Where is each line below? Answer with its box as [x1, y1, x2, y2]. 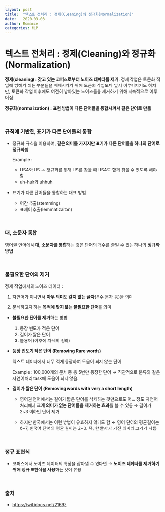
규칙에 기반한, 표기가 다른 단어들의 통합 [5, 128, 92, 135]
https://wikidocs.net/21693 [12, 501, 67, 507]
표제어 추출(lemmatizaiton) [19, 206, 73, 213]
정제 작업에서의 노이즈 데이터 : [5, 283, 63, 289]
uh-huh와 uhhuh [19, 179, 53, 185]
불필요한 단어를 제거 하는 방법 [12, 314, 67, 320]
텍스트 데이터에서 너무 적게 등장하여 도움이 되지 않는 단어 [12, 358, 122, 364]
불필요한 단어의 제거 [5, 271, 50, 278]
